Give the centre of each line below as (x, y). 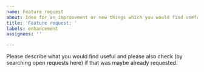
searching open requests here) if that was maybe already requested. (92, 63)
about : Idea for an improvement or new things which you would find (95, 17)
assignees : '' (24, 34)
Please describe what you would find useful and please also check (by (95, 56)
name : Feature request (35, 12)
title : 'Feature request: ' (42, 23)
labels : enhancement (32, 28)
